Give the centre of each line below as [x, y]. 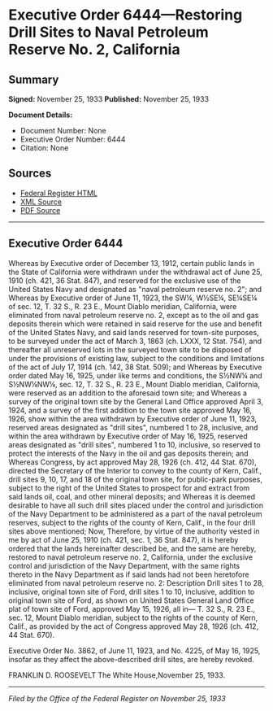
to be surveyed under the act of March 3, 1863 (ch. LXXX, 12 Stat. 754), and [135, 341]
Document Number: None [63, 131]
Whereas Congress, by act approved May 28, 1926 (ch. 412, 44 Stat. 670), [133, 462]
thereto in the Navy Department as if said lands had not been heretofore [129, 574]
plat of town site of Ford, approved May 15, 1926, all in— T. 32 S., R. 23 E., [132, 608]
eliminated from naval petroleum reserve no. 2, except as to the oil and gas [134, 315]
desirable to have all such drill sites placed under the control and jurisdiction [136, 505]
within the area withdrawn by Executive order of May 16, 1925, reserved [128, 436]
